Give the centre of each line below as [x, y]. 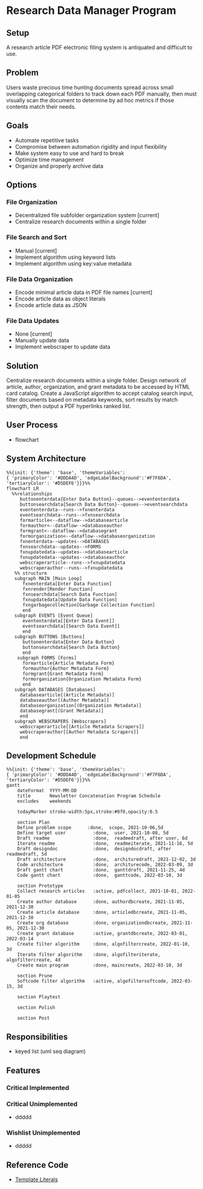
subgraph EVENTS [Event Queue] [54, 615]
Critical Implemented [38, 1087]
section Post [34, 1018]
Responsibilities [37, 1037]
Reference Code [37, 1165]
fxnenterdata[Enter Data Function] [67, 584]
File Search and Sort [37, 238]
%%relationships [32, 494]
